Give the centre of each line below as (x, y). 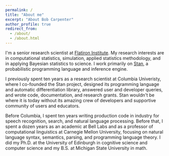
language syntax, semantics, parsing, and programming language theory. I (83, 137)
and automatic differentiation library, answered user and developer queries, (84, 89)
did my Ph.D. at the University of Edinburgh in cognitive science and (76, 142)
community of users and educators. (43, 106)
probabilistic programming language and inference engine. (66, 69)
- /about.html (25, 39)
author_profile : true (28, 24)
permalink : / (19, 10)
